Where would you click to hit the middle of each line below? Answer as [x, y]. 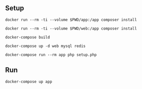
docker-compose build [28, 37]
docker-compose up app [29, 81]
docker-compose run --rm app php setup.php [51, 54]
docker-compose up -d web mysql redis [45, 46]
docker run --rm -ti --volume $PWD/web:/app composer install [71, 28]
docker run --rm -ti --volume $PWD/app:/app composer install [71, 19]
